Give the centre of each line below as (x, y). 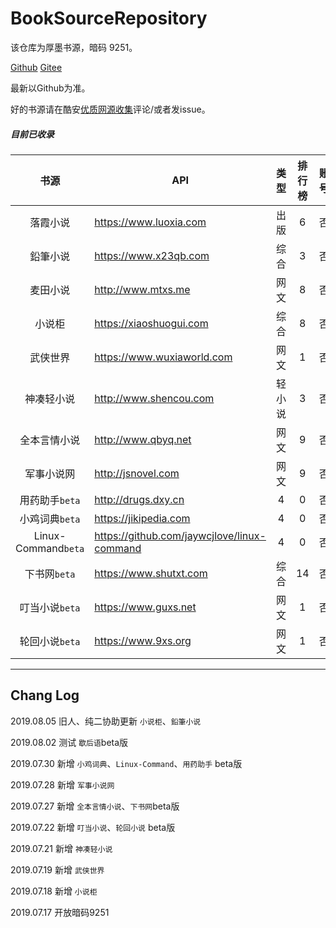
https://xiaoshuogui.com (151, 323)
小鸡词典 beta (50, 519)
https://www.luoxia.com (150, 222)
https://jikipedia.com (142, 518)
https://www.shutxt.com (151, 573)
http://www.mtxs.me (142, 289)
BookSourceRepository (109, 18)
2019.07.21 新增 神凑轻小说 (61, 848)
